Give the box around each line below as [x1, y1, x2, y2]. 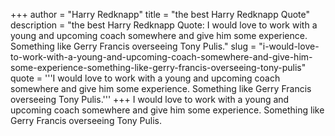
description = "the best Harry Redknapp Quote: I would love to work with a [10, 19, 318, 31]
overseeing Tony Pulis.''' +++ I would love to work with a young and [10, 94, 290, 105]
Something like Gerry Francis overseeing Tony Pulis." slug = [10, 40, 257, 52]
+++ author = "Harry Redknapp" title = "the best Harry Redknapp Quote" [10, 9, 311, 20]
